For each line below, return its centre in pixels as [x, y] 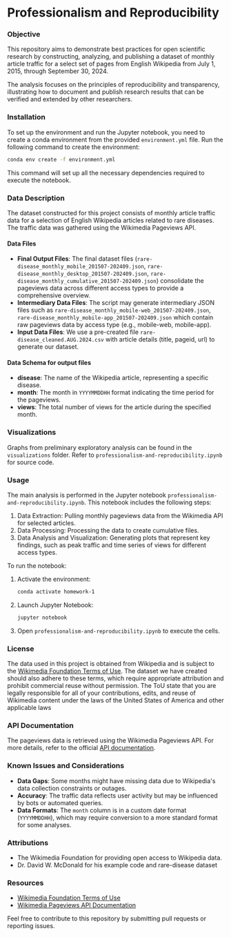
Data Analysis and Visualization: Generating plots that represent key [113, 537]
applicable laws [29, 708]
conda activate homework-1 [56, 591]
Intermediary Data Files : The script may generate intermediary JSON [116, 303]
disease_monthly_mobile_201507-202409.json [81, 267]
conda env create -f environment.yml [61, 159]
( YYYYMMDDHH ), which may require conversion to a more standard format [117, 817]
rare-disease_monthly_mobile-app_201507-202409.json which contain [115, 317]
